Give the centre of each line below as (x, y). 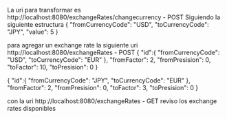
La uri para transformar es (44, 10)
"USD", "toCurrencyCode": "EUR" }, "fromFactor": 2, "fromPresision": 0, (109, 60)
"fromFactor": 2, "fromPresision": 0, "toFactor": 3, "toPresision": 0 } (103, 88)
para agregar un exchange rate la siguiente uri (73, 45)
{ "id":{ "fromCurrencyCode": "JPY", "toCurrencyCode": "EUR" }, (99, 80)
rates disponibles (32, 108)
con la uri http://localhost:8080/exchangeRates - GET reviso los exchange (112, 101)
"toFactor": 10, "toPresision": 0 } (53, 67)
